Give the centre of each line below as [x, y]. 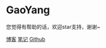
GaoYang [28, 10]
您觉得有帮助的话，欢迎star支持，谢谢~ [53, 27]
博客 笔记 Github [26, 39]
